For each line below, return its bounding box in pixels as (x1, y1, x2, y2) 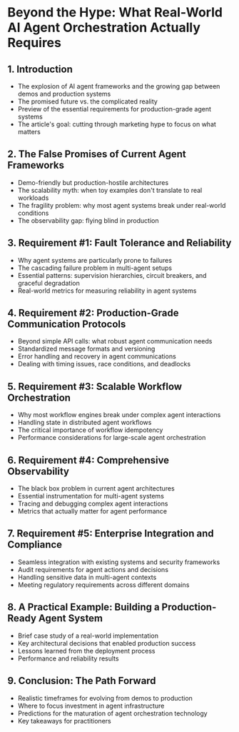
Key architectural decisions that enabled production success (17, 638, 196, 647)
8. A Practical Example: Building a (7, 601, 160, 613)
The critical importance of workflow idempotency (17, 426, 163, 434)
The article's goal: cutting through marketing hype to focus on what (17, 120, 216, 129)
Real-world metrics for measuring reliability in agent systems (17, 286, 197, 295)
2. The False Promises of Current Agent (7, 148, 187, 161)
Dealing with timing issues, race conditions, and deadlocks (17, 360, 191, 368)
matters (17, 128, 41, 136)
